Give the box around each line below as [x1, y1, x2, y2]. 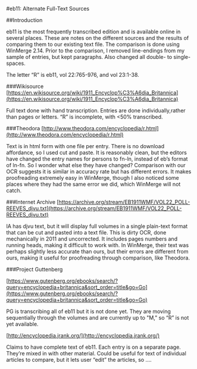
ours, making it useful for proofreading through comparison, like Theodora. [6, 254, 190, 261]
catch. [6, 187, 22, 194]
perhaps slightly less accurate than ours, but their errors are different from [6, 248, 189, 255]
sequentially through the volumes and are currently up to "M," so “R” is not [6, 314, 189, 321]
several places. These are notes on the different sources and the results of [6, 35, 189, 41]
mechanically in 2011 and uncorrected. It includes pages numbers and [6, 235, 177, 242]
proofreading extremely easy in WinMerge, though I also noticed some [6, 174, 180, 181]
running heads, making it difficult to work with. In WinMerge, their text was [6, 242, 189, 249]
